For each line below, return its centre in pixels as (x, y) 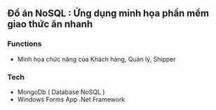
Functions (24, 44)
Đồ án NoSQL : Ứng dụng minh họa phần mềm (108, 13)
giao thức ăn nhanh (50, 25)
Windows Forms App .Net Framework (71, 99)
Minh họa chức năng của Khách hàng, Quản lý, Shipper (97, 59)
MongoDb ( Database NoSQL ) (61, 92)
